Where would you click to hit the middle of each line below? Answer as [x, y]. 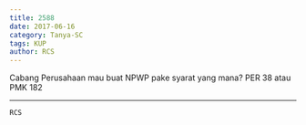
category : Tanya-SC [46, 35]
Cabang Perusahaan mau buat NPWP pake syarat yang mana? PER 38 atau [150, 78]
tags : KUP [28, 43]
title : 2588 [32, 18]
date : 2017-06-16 [42, 26]
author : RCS [32, 52]
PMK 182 [26, 88]
